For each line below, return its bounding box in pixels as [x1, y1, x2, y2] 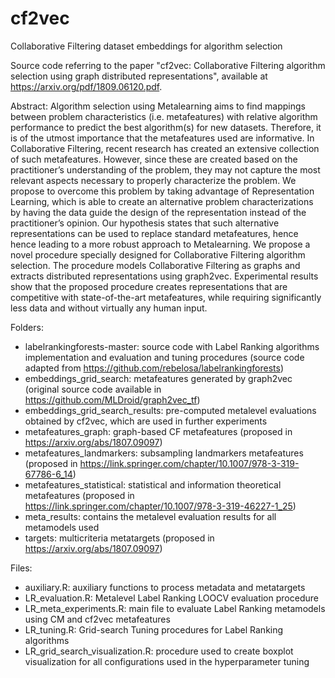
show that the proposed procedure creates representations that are [10, 280, 288, 292]
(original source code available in [24, 383, 162, 395]
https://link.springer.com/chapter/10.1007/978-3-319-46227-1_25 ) [24, 500, 297, 512]
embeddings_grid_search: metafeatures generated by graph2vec [24, 372, 293, 384]
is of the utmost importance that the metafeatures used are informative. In [10, 132, 315, 144]
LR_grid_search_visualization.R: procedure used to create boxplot [24, 645, 294, 657]
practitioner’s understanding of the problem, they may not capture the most [10, 163, 321, 176]
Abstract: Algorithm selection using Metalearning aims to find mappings [10, 100, 306, 112]
